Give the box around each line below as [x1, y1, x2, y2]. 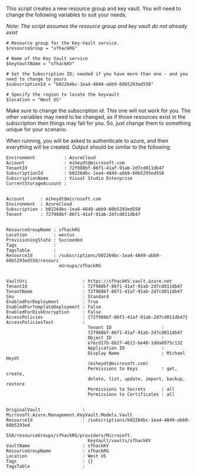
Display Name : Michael [87, 350, 185, 356]
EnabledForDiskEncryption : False [6, 309, 101, 315]
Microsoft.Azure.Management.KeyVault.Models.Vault [6, 412, 133, 418]
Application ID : [87, 345, 165, 351]
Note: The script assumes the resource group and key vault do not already [6, 23, 188, 29]
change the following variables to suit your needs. [6, 11, 127, 18]
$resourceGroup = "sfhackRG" [6, 45, 78, 51]
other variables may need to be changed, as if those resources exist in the [6, 113, 186, 120]
